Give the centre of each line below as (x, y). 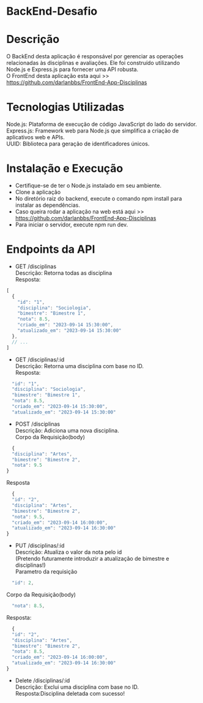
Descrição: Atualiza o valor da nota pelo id (68, 552)
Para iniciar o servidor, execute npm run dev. (72, 225)
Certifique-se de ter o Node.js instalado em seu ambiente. (88, 186)
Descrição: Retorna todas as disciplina (63, 273)
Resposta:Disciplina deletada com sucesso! (70, 693)
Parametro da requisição (46, 572)
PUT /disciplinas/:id (40, 546)
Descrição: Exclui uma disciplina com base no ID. (77, 687)
